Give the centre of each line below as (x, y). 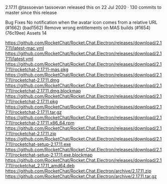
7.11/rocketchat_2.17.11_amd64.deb (40, 166)
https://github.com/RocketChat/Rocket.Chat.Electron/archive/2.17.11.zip (78, 171)
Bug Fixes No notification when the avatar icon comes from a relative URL (81, 22)
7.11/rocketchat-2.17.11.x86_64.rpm (40, 123)
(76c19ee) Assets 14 (26, 33)
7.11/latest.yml (19, 59)
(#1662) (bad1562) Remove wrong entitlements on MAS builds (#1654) (78, 28)
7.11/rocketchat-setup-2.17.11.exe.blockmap (49, 155)
